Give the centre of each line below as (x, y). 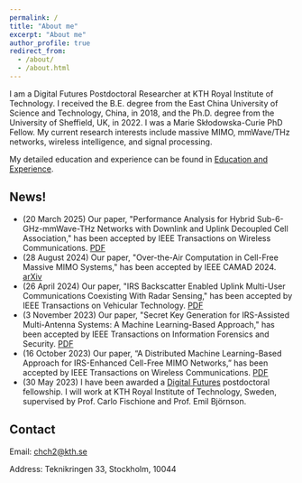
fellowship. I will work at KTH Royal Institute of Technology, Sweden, (150, 391)
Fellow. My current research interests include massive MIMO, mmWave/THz (150, 132)
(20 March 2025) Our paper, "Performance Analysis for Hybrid (138, 218)
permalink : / (34, 18)
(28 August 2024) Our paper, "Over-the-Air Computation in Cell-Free (151, 257)
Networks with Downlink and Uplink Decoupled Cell (192, 228)
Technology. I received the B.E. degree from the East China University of (144, 103)
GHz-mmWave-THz (59, 228)
